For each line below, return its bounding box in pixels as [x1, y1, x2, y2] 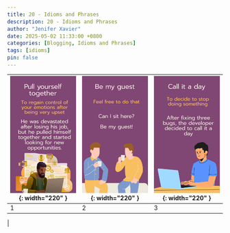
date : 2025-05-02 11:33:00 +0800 [7, 33, 103, 40]
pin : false [7, 55, 38, 61]
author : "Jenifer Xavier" [7, 25, 81, 32]
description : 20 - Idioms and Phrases [7, 18, 118, 25]
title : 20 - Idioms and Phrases [7, 11, 99, 18]
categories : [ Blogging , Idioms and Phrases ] [7, 40, 136, 47]
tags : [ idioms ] [7, 47, 51, 54]
